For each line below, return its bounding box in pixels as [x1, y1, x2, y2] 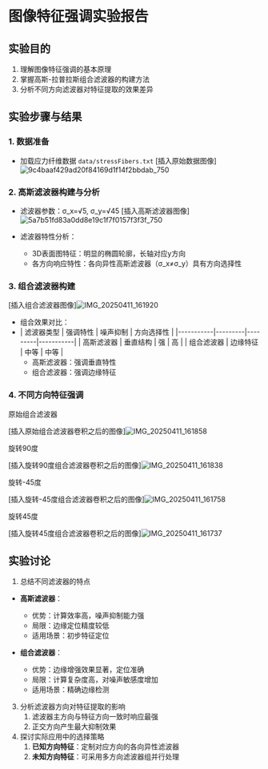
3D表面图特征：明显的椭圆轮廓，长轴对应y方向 [31, 248, 186, 258]
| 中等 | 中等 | [19, 348, 64, 357]
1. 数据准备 [8, 136, 50, 147]
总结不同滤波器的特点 [19, 577, 90, 586]
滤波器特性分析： [19, 232, 77, 241]
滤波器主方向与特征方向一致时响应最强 [31, 712, 158, 722]
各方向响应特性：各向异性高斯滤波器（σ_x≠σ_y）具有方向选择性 [31, 258, 242, 268]
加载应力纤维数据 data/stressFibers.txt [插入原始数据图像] [19, 155, 218, 165]
